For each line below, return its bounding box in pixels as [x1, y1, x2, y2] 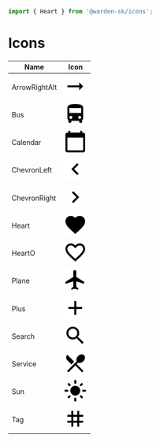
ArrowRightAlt [11, 82, 58, 91]
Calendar [11, 138, 42, 147]
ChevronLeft [11, 165, 53, 175]
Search [11, 331, 35, 341]
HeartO [11, 248, 35, 258]
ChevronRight [11, 193, 57, 202]
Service [11, 359, 37, 369]
